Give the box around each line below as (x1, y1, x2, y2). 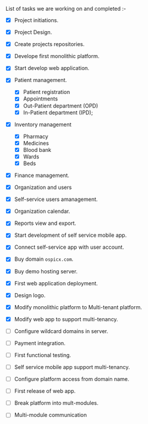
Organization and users (14, 184, 72, 191)
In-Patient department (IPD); (23, 109, 93, 116)
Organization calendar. (14, 208, 70, 215)
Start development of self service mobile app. (14, 231, 127, 239)
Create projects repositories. (14, 41, 85, 48)
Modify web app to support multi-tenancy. (14, 315, 119, 322)
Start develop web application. (14, 65, 90, 72)
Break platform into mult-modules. (14, 399, 99, 407)
